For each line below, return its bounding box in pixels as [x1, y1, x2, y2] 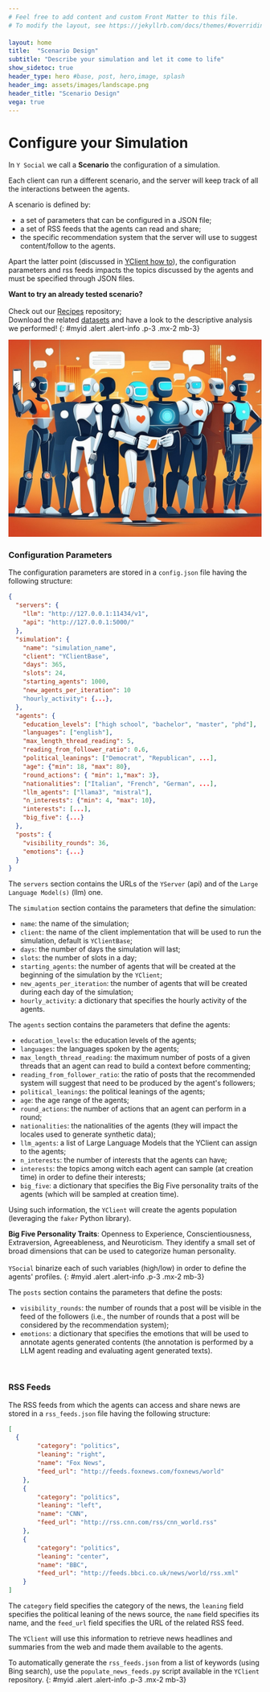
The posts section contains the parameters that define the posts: [8, 1288, 223, 1298]
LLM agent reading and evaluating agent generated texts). [19, 1346, 213, 1356]
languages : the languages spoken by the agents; [19, 1044, 179, 1054]
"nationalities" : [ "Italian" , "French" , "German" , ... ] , [22, 779, 218, 788]
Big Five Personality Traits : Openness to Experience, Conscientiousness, [8, 1229, 252, 1239]
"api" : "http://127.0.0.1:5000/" [22, 618, 135, 627]
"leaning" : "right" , [37, 1451, 106, 1459]
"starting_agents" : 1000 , [22, 678, 110, 686]
